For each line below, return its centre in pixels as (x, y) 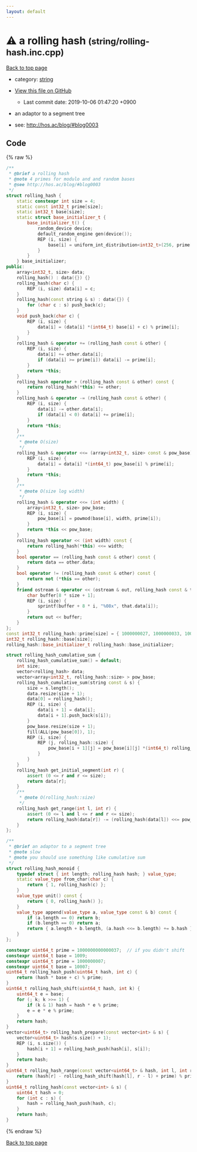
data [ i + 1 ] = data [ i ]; (66, 710)
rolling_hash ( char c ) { (46, 283)
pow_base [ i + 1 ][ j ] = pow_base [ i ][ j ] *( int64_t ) (108, 749)
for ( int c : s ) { (39, 1098)
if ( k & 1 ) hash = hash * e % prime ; (73, 1005)
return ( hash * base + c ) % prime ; (60, 978)
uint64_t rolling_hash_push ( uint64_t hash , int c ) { (72, 972)
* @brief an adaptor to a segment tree (57, 847)
